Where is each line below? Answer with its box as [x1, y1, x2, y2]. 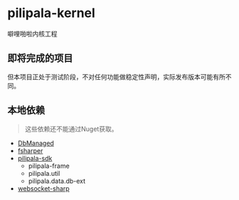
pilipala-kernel [7, 5, 96, 21]
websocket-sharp [17, 184, 70, 193]
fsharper [17, 146, 43, 154]
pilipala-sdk [17, 154, 53, 162]
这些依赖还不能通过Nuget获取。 [24, 125, 118, 133]
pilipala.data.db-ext [28, 177, 86, 185]
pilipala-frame [28, 162, 70, 170]
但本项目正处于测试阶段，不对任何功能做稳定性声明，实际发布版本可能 [7, 73, 213, 81]
